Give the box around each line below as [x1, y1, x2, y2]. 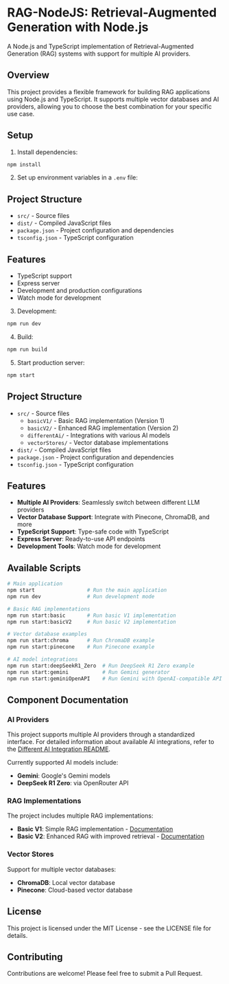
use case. [7, 109, 35, 118]
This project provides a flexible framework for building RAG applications [7, 87, 210, 96]
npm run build [7, 346, 48, 353]
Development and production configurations [16, 287, 143, 295]
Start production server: [16, 358, 85, 367]
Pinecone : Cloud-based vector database [16, 886, 133, 894]
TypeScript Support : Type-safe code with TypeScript [16, 527, 169, 536]
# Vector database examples [7, 631, 88, 637]
